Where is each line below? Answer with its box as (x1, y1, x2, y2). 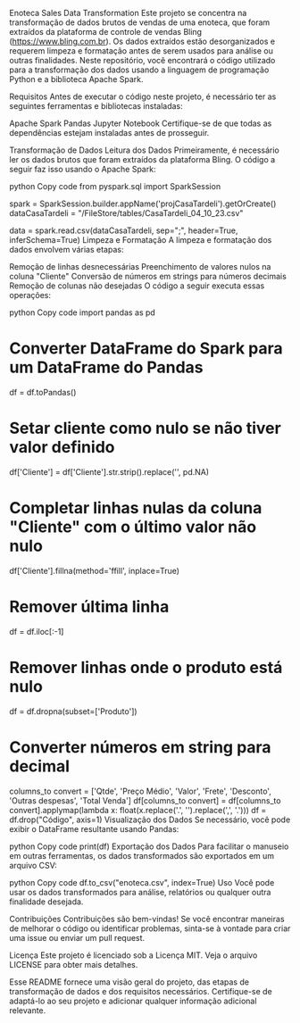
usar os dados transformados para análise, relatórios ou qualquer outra (9, 886, 271, 897)
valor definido (9, 437, 115, 458)
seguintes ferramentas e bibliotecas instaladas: (9, 101, 183, 111)
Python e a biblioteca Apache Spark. (9, 74, 144, 84)
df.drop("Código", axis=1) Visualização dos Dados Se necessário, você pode (9, 814, 291, 825)
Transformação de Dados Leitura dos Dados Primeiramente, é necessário (9, 145, 279, 155)
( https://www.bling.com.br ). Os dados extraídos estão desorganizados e (9, 36, 275, 46)
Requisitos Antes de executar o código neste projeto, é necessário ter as (9, 91, 277, 102)
